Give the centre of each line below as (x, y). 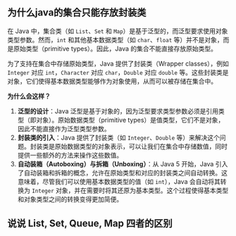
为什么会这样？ (29, 96)
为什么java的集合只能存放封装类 (77, 13)
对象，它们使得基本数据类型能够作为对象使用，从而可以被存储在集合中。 (112, 81)
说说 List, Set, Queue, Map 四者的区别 (90, 224)
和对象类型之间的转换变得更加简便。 (70, 199)
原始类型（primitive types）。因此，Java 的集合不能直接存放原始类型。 (115, 49)
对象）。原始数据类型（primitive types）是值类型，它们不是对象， (130, 120)
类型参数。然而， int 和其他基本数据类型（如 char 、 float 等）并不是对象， (115, 39)
